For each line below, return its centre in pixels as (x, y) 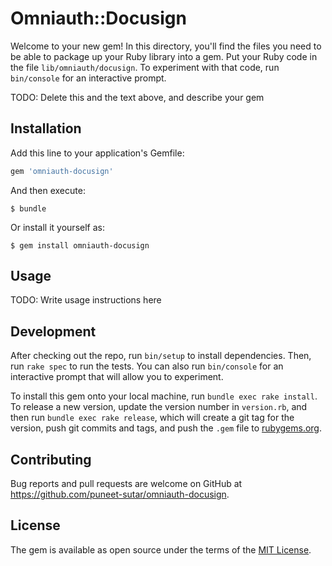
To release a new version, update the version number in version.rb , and (159, 407)
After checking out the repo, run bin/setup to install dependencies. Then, (161, 356)
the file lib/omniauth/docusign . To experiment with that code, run (145, 67)
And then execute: (48, 190)
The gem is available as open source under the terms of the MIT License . (161, 549)
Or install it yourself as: (57, 227)
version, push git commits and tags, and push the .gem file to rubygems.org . (166, 428)
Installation (46, 128)
